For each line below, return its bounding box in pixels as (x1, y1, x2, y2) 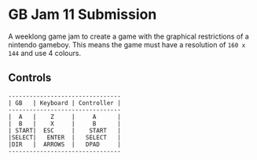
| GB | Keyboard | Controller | (8, 99, 122, 107)
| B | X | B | (8, 120, 122, 128)
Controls (8, 71, 52, 84)
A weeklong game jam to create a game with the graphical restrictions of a (8, 32, 249, 41)
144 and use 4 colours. (8, 48, 81, 58)
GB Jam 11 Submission (8, 6, 157, 24)
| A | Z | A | (8, 113, 122, 121)
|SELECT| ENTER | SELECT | (8, 133, 122, 141)
